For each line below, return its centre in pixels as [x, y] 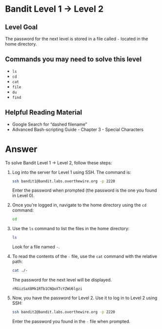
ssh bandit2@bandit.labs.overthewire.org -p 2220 [64, 312]
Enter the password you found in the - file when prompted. [71, 321]
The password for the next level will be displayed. [62, 280]
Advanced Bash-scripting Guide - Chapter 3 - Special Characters [78, 129]
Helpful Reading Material [43, 113]
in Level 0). [23, 196]
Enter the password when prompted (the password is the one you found [84, 190]
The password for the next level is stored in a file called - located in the [77, 39]
